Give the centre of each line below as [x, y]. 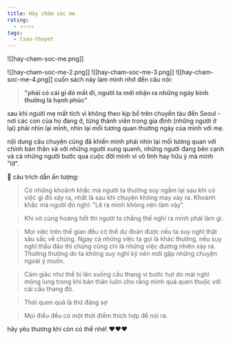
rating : [18, 20]
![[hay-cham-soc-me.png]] [46, 59]
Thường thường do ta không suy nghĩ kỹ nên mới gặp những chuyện [120, 254]
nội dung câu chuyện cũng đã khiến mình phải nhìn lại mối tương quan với [112, 141]
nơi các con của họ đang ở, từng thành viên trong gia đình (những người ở [112, 121]
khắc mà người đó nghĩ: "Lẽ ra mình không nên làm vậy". [104, 205]
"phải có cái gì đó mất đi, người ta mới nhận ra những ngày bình [116, 93]
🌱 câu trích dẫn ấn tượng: [43, 177]
